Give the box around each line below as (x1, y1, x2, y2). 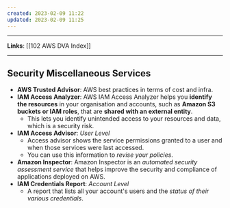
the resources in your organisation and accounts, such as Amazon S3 (16, 100, 216, 108)
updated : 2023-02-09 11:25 (7, 16, 84, 23)
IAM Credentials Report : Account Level (16, 180, 129, 188)
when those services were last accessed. (27, 144, 144, 152)
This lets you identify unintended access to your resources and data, (27, 115, 221, 123)
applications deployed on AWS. (16, 173, 105, 181)
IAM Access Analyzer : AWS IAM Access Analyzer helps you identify (16, 93, 212, 101)
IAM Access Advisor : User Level (16, 129, 110, 137)
